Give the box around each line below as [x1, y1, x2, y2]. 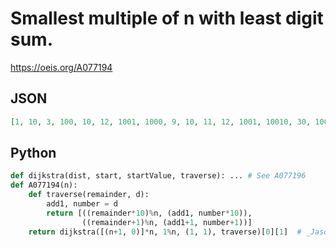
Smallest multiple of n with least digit [10, 7, 324, 30]
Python [10, 145, 57, 162]
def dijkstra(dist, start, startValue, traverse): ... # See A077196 [10, 171, 307, 181]
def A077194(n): [10, 180, 78, 191]
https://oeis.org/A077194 [10, 61, 113, 73]
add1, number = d [46, 199, 118, 209]
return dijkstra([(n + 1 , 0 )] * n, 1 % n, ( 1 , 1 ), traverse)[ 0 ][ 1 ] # [28, 227, 302, 237]
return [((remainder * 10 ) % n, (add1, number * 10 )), [46, 208, 253, 218]
